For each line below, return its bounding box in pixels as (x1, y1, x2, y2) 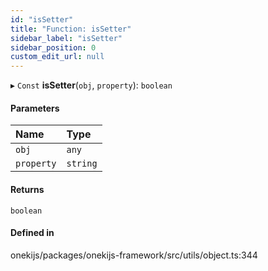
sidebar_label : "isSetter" (10, 33, 123, 43)
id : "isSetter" (10, 14, 74, 25)
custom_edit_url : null (10, 52, 105, 62)
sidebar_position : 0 (10, 42, 97, 53)
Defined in (10, 227, 55, 239)
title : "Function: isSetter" (10, 24, 132, 34)
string (66, 158, 98, 170)
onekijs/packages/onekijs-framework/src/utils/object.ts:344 (10, 249, 258, 261)
